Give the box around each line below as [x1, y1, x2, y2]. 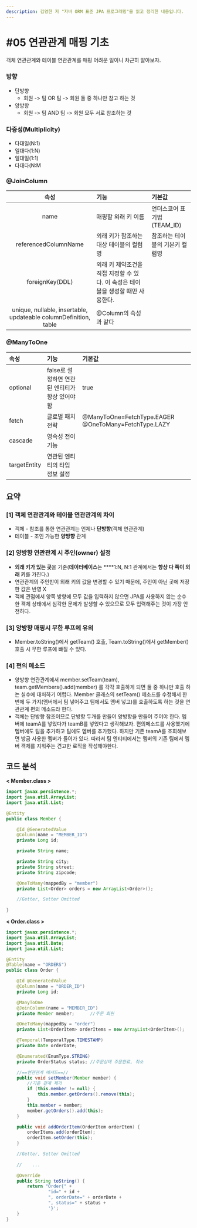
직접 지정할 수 [96, 269, 133, 277]
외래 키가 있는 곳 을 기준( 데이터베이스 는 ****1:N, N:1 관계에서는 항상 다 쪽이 [14, 563, 185, 570]
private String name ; [16, 848, 69, 854]
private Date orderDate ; [16, 1043, 77, 1049]
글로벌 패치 [46, 412, 76, 421]
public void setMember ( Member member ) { [16, 1075, 117, 1081]
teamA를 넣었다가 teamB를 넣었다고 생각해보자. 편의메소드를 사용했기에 [25, 720, 190, 727]
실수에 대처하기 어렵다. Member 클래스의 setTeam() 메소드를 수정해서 [21, 691, 181, 698]
